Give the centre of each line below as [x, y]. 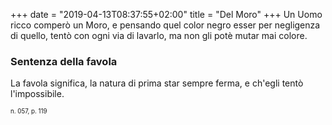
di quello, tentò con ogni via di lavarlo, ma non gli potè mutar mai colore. [159, 35]
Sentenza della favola [64, 61]
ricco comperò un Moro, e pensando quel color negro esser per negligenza [165, 25]
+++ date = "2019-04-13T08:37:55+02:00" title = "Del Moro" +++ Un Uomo [166, 14]
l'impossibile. [37, 94]
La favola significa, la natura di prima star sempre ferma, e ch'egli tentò [157, 83]
